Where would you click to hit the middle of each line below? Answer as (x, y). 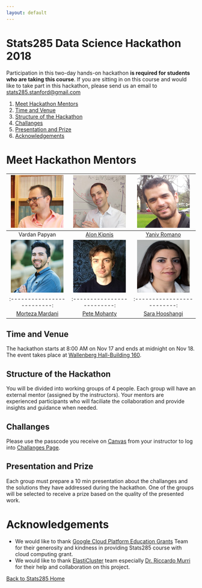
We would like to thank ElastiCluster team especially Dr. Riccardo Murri (103, 560)
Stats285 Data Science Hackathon (94, 43)
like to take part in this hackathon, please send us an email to (82, 86)
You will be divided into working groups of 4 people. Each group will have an (101, 389)
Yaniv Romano (163, 234)
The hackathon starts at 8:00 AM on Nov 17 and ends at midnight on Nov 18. (101, 349)
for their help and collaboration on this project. (72, 567)
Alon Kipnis (100, 234)
